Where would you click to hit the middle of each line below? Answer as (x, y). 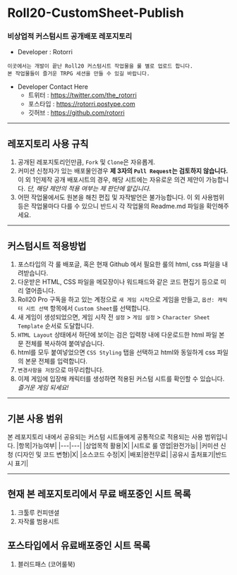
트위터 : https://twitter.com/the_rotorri (83, 95)
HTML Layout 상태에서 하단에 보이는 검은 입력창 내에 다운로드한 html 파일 (117, 335)
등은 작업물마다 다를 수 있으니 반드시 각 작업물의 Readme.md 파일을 (111, 206)
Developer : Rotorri (45, 52)
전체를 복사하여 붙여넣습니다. (65, 344)
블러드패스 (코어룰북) (46, 564)
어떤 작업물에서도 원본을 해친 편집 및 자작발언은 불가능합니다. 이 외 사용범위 (121, 197)
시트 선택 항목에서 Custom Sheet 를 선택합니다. (88, 309)
